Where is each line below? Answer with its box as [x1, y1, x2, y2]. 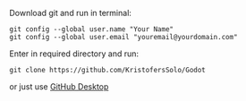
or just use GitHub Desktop [9, 81, 109, 92]
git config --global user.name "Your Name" [9, 25, 174, 34]
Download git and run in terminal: [9, 8, 132, 18]
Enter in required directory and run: [9, 48, 140, 59]
